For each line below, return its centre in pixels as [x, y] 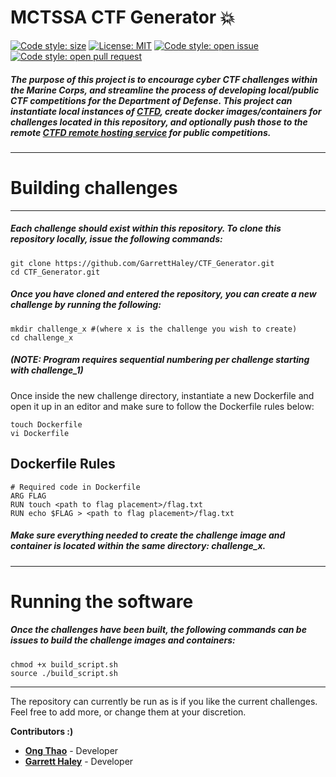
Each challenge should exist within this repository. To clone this [146, 228]
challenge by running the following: [86, 305]
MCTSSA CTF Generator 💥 [123, 17]
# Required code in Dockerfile [75, 487]
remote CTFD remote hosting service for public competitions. [141, 132]
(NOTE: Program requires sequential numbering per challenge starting [160, 360]
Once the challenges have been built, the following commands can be [158, 630]
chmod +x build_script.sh [64, 664]
